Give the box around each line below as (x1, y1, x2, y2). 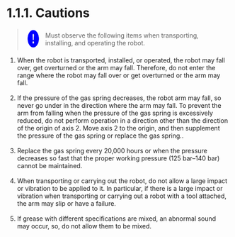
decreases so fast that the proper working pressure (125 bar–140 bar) (16, 154, 220, 162)
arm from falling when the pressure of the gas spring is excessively (16, 109, 214, 118)
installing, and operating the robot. (45, 39, 146, 48)
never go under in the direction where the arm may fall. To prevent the (16, 101, 222, 110)
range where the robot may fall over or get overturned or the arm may (16, 71, 221, 79)
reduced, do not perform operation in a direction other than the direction (16, 116, 228, 125)
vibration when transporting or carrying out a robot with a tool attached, (16, 192, 227, 200)
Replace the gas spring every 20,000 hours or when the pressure (16, 147, 208, 155)
